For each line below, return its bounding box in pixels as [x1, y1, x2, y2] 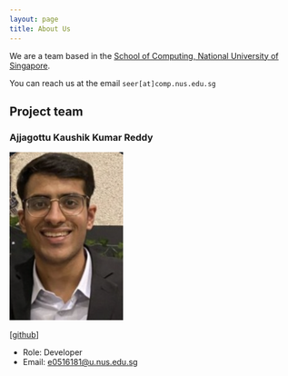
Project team [9, 104, 84, 119]
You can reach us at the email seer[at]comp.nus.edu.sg [9, 77, 216, 88]
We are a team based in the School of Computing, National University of [9, 50, 279, 61]
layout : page [9, 15, 59, 24]
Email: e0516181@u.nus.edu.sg [22, 357, 138, 368]
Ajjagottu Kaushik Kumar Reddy [9, 131, 154, 143]
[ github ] [9, 330, 39, 341]
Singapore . [9, 60, 51, 71]
